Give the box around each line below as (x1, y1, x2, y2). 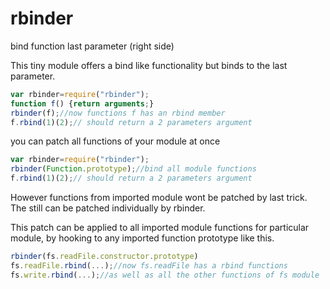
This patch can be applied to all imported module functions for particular (10, 222, 310, 234)
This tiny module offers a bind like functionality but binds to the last (10, 59, 288, 71)
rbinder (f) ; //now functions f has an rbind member (10, 108, 226, 118)
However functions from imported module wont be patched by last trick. (10, 192, 308, 204)
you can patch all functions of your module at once (10, 135, 221, 147)
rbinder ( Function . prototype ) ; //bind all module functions (10, 164, 257, 174)
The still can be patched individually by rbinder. (10, 202, 206, 214)
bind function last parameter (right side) (10, 40, 175, 52)
